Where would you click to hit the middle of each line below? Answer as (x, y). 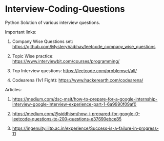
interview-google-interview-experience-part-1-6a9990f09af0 (74, 104)
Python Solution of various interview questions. (52, 22)
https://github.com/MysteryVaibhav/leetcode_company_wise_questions (84, 46)
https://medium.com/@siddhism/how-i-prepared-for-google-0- (76, 114)
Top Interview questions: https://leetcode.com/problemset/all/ (74, 70)
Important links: (21, 32)
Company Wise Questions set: (42, 41)
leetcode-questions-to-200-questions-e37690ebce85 (67, 119)
